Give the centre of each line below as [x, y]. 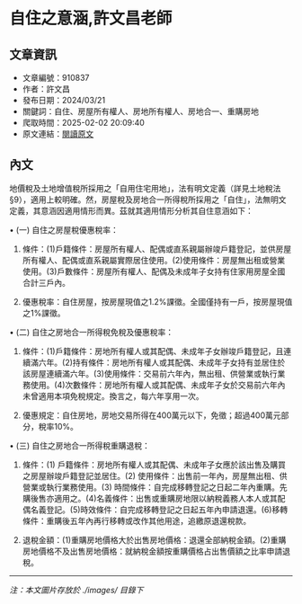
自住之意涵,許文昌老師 [91, 18]
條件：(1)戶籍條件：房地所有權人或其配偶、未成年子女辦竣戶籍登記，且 [153, 351]
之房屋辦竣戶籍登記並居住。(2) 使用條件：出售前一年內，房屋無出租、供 [155, 475]
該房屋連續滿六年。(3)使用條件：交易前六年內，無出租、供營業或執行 [150, 373]
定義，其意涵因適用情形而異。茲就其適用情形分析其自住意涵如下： [131, 210]
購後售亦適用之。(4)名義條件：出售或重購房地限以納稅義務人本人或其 [150, 498]
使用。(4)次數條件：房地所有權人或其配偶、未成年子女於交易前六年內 [158, 385]
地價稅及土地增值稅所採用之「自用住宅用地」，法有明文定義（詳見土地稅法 [145, 188]
